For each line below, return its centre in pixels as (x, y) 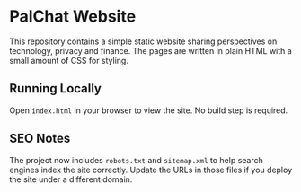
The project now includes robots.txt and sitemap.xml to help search (136, 160)
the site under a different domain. (71, 179)
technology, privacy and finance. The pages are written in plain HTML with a (150, 50)
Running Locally (55, 88)
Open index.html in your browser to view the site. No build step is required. (149, 110)
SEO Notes (40, 139)
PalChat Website (73, 17)
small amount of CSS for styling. (69, 60)
